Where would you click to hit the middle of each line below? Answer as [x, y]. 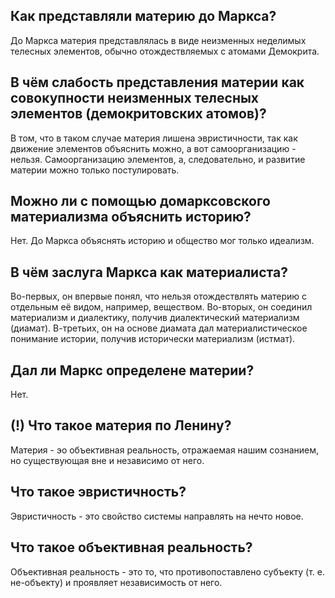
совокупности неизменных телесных [135, 98]
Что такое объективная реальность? [131, 547]
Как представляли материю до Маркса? [143, 16]
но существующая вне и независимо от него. [107, 460]
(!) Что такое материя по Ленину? [121, 425]
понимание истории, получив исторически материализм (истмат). [153, 339]
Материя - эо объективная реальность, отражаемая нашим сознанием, [165, 450]
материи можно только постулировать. [95, 170]
